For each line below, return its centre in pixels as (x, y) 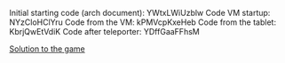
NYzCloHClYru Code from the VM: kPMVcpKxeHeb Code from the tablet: (143, 22)
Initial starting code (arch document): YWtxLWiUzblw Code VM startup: (140, 13)
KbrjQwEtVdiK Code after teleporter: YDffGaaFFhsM (104, 31)
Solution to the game (47, 49)
